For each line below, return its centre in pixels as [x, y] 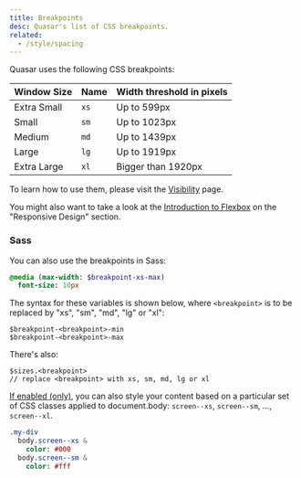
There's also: [34, 355]
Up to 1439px [146, 137]
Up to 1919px [146, 152]
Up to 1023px [146, 122]
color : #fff [48, 466]
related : [26, 35]
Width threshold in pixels [172, 92]
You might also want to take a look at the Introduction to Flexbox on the [143, 207]
